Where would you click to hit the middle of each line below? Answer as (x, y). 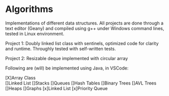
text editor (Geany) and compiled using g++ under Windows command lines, (85, 28)
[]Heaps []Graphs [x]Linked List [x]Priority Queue (57, 88)
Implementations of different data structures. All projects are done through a (84, 23)
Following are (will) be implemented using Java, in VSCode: (67, 68)
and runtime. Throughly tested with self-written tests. (61, 48)
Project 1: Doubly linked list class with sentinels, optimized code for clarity (82, 43)
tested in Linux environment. (35, 33)
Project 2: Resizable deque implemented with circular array (67, 58)
